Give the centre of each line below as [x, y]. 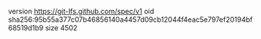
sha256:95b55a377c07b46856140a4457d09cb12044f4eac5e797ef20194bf [130, 19]
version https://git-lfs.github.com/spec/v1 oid [81, 11]
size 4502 [61, 28]
